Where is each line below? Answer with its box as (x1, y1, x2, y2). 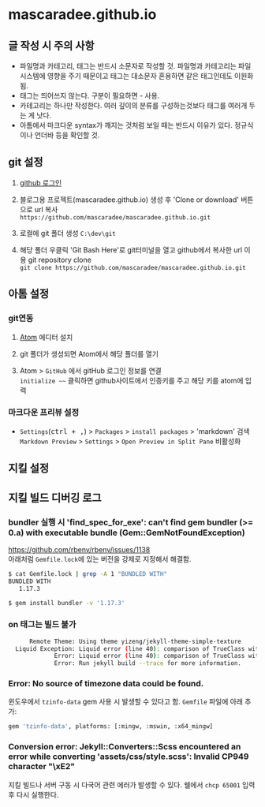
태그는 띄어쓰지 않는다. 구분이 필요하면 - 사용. (19, 91, 160, 100)
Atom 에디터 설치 (19, 332, 73, 342)
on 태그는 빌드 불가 (8, 619, 77, 630)
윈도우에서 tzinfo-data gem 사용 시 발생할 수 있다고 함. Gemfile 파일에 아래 (8, 697, 243, 707)
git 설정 (8, 155, 43, 169)
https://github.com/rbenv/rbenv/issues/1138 (8, 544, 151, 554)
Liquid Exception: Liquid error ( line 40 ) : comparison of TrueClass (15, 644, 245, 652)
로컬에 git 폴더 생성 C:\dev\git (19, 228, 116, 237)
